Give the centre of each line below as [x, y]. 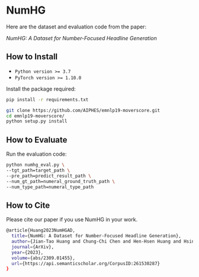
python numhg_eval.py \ [36, 165]
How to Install [32, 57]
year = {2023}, [28, 252]
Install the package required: [41, 89]
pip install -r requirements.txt [47, 99]
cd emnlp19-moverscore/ [36, 116]
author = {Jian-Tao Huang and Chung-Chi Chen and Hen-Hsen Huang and [97, 241]
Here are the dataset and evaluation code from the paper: [76, 27]
